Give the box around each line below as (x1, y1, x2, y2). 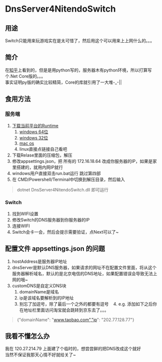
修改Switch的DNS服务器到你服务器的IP (12, 217, 90, 223)
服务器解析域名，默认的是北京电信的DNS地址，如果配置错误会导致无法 (12, 271, 153, 276)
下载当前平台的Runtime (12, 122, 59, 128)
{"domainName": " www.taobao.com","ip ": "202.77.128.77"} (16, 317, 134, 323)
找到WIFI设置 (12, 210, 39, 217)
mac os (19, 140, 34, 146)
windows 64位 (19, 129, 49, 135)
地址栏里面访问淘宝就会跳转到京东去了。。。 (23, 307, 109, 313)
